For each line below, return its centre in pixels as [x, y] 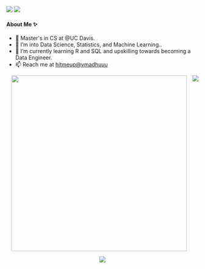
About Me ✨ [22, 24]
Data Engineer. [34, 57]
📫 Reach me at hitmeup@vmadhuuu [61, 65]
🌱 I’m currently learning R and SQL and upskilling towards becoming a [103, 51]
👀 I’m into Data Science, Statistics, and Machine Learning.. [88, 45]
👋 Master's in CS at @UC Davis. [55, 38]
